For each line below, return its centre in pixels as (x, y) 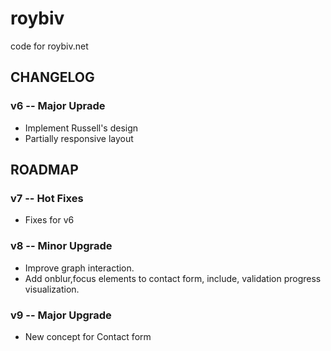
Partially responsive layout (79, 138)
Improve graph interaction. (79, 268)
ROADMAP (44, 170)
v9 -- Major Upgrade (61, 315)
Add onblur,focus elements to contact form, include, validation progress (173, 278)
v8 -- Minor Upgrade (61, 246)
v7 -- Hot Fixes (47, 198)
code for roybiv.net (49, 46)
